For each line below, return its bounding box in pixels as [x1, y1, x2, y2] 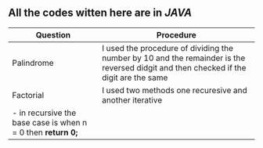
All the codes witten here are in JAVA [8, 6, 193, 20]
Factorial [12, 89, 45, 100]
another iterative [101, 94, 163, 105]
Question [35, 29, 71, 40]
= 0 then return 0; [12, 127, 78, 138]
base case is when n [12, 117, 88, 128]
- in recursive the [12, 107, 77, 118]
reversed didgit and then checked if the [101, 62, 247, 73]
